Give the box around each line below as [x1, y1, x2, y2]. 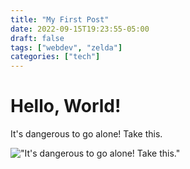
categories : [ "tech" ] [10, 52, 101, 62]
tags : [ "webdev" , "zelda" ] [10, 42, 123, 53]
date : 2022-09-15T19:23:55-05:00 [10, 24, 150, 34]
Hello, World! [10, 95, 122, 118]
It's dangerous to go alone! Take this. [10, 128, 163, 140]
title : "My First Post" [10, 14, 110, 25]
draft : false [10, 33, 65, 43]
